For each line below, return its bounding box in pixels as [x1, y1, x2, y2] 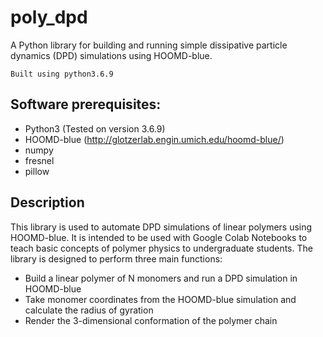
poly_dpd [10, 6, 88, 29]
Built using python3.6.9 [10, 69, 114, 79]
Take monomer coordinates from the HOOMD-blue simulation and [24, 293, 297, 305]
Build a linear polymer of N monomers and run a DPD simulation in [24, 272, 298, 284]
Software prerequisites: [10, 96, 162, 113]
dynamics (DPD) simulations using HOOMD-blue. [10, 49, 213, 61]
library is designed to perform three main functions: [10, 252, 223, 265]
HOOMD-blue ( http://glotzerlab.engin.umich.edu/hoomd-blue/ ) [24, 133, 285, 145]
